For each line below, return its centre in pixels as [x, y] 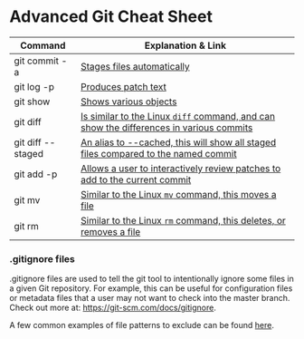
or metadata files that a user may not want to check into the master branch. [150, 298]
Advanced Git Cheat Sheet [111, 17]
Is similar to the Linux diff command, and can [178, 116]
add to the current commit [136, 179]
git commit [37, 61]
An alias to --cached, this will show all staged [179, 142]
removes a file [111, 231]
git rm [26, 226]
